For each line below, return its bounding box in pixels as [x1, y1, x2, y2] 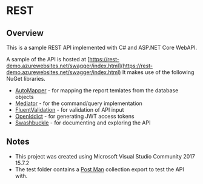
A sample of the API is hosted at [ [6, 56, 90, 63]
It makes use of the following [122, 69, 195, 76]
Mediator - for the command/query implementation [15, 100, 142, 107]
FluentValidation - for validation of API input [15, 106, 124, 113]
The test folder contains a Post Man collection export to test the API [15, 165, 185, 173]
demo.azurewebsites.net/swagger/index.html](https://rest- [6, 62, 153, 69]
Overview [6, 28, 44, 38]
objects [15, 94, 35, 100]
